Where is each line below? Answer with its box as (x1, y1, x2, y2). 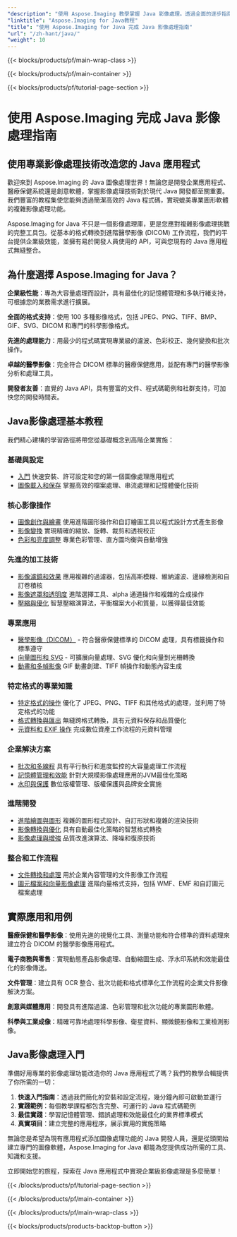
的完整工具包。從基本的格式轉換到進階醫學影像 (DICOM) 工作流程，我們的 (7, 229, 222, 237)
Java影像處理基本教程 (7, 416, 104, 428)
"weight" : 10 (7, 37, 46, 44)
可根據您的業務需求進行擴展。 (7, 297, 94, 306)
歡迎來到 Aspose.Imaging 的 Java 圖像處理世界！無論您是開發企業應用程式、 (7, 178, 230, 187)
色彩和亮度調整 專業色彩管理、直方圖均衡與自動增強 (17, 536, 168, 544)
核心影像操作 (7, 500, 51, 510)
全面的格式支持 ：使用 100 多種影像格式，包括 (7, 312, 139, 321)
